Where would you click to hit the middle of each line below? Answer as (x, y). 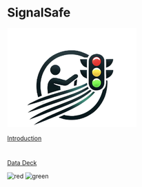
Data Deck (22, 162)
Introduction (24, 138)
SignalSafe (39, 13)
